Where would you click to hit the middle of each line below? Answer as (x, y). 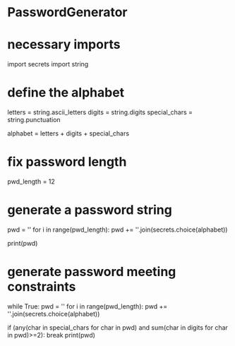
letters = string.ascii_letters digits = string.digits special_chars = (100, 112)
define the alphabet (66, 93)
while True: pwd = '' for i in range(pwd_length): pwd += (88, 306)
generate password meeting (92, 272)
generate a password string (90, 210)
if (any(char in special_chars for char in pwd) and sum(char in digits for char (117, 327)
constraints (42, 287)
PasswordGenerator (68, 12)
